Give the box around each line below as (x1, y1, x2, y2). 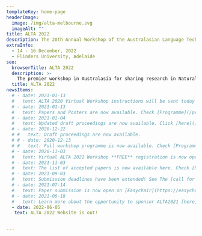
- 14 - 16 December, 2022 (11, 48, 77, 54)
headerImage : (6, 14, 39, 20)
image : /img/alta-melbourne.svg (11, 20, 93, 26)
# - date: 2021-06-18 (11, 193, 66, 199)
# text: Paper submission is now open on (11, 187, 122, 193)
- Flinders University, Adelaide (11, 53, 96, 59)
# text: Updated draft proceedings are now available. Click (11, 121, 173, 127)
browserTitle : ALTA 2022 (11, 64, 74, 71)
